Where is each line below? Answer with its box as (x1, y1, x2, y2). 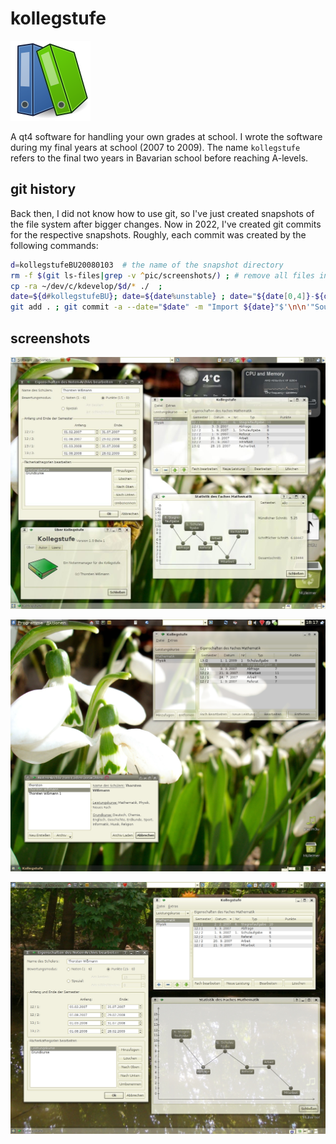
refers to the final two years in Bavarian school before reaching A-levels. (10, 152, 309, 164)
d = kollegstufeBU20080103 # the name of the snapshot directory (10, 260, 284, 270)
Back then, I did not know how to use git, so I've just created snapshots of (10, 207, 315, 219)
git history (10, 181, 77, 198)
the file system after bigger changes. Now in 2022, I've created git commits (10, 218, 322, 230)
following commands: (10, 239, 99, 251)
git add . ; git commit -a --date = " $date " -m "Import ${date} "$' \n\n (10, 302, 307, 312)
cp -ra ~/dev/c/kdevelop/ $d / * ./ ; (10, 281, 163, 291)
